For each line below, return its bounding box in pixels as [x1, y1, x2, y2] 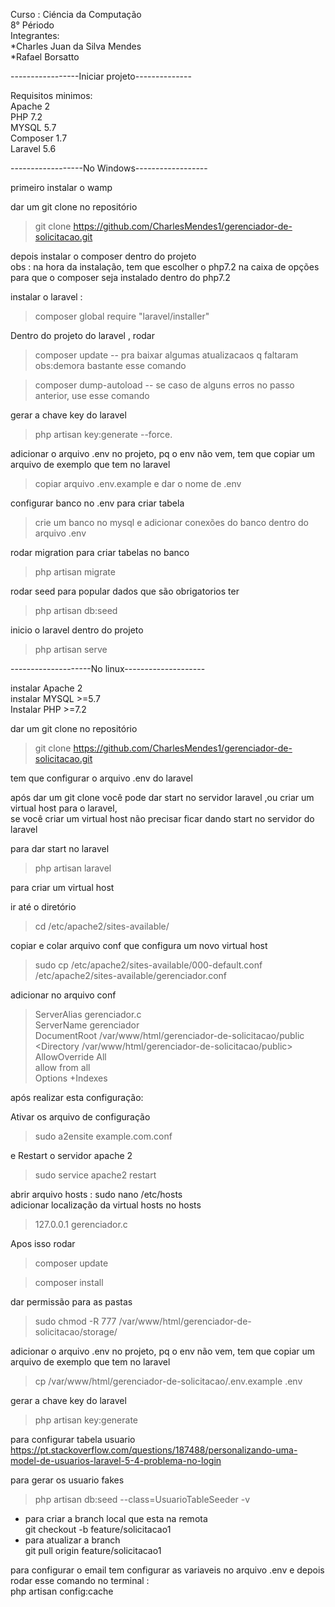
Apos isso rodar [10, 1238, 76, 1249]
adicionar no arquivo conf [10, 989, 117, 1001]
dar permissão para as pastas [10, 1296, 133, 1308]
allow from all [34, 1062, 91, 1073]
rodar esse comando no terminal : [10, 1575, 150, 1586]
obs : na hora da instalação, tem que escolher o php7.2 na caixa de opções [10, 261, 320, 273]
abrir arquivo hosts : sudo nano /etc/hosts [10, 1189, 183, 1200]
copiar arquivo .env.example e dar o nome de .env [34, 478, 242, 489]
